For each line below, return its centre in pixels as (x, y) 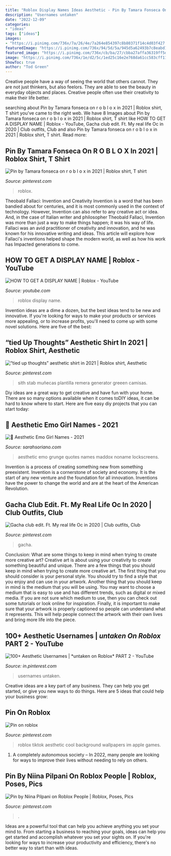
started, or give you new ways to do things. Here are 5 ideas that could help (85, 691)
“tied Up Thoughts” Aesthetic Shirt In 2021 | (77, 343)
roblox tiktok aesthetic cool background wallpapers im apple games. (89, 745)
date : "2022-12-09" (26, 19)
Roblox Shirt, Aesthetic (42, 351)
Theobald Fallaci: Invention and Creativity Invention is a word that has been (84, 201)
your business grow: (27, 697)
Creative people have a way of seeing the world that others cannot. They (82, 82)
